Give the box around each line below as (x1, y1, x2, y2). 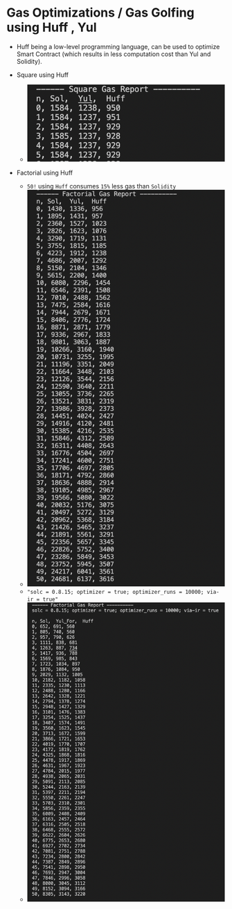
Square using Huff (16, 71, 69, 79)
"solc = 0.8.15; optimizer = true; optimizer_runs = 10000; (26, 589, 204, 596)
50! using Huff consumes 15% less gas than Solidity (26, 182, 177, 190)
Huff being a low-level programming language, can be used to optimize (16, 42, 220, 51)
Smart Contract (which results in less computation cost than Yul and (16, 50, 211, 58)
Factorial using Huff (16, 168, 73, 177)
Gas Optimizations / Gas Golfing (6, 5, 195, 21)
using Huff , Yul (6, 19, 98, 35)
